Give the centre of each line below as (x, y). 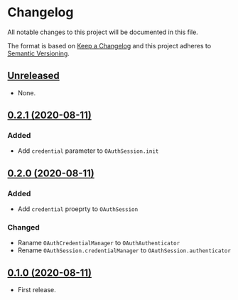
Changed (24, 227)
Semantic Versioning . (38, 53)
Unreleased (34, 76)
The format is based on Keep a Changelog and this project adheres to (109, 45)
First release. (37, 290)
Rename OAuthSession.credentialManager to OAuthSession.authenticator (124, 250)
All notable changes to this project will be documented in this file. (103, 32)
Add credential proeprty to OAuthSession (78, 209)
